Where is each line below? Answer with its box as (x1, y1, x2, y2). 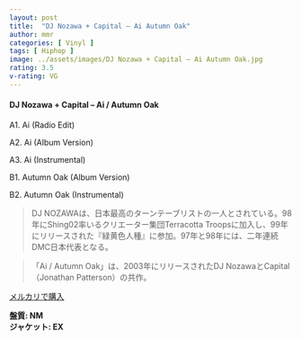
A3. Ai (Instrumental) (9, 154, 86, 165)
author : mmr (9, 30, 54, 39)
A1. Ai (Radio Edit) (9, 119, 75, 130)
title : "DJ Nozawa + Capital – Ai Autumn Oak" (9, 22, 191, 31)
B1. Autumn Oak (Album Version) (9, 172, 130, 183)
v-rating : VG (9, 72, 58, 81)
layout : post (9, 13, 58, 22)
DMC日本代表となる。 (31, 241, 114, 252)
